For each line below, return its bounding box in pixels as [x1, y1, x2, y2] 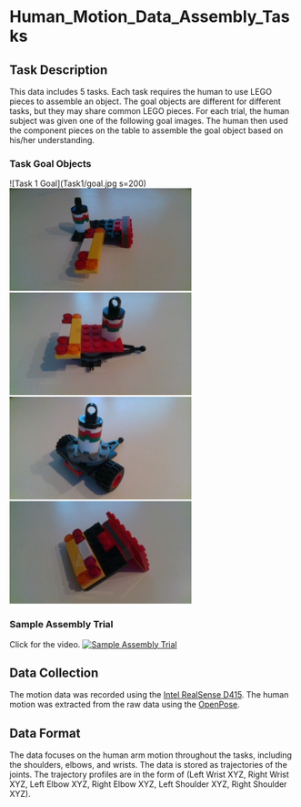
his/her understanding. [9, 135, 95, 145]
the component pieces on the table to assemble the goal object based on [9, 125, 284, 136]
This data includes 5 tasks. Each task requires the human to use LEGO [9, 87, 273, 97]
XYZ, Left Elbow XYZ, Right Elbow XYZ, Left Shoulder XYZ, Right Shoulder [9, 779, 287, 790]
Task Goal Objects [9, 157, 92, 170]
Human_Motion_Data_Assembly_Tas [9, 6, 290, 27]
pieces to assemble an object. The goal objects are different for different [9, 96, 282, 107]
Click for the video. [9, 638, 81, 649]
